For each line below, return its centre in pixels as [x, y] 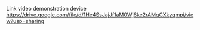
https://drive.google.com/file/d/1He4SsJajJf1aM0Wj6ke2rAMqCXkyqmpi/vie [100, 15]
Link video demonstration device [46, 9]
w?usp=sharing [25, 21]
